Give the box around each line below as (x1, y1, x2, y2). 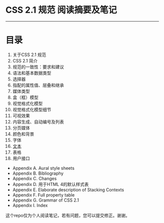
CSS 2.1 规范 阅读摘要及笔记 (5, 4, 117, 16)
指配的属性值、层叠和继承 (12, 82, 64, 88)
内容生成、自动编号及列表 (12, 119, 64, 124)
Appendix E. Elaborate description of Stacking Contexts (12, 186, 125, 193)
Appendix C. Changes (12, 175, 57, 181)
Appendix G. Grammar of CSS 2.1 (12, 197, 79, 203)
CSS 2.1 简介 (12, 58, 38, 63)
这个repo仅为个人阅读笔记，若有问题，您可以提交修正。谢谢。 (5, 212, 130, 218)
